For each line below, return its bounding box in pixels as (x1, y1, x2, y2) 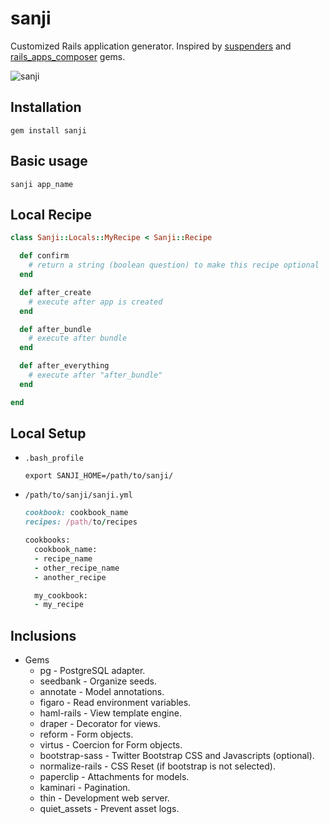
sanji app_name (10, 179, 74, 189)
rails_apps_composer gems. (10, 50, 126, 62)
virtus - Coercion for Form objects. (39, 739, 183, 751)
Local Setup (10, 425, 87, 442)
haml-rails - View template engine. (39, 707, 182, 719)
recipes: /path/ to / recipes (24, 517, 138, 527)
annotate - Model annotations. (39, 686, 165, 698)
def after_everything (19, 361, 110, 371)
